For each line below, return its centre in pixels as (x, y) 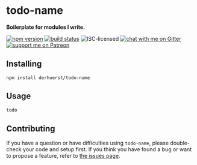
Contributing (31, 129)
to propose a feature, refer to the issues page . (63, 156)
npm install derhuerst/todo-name (48, 78)
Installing (24, 64)
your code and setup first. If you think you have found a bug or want (108, 149)
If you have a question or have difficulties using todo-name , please (88, 143)
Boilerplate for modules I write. (46, 27)
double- (180, 143)
